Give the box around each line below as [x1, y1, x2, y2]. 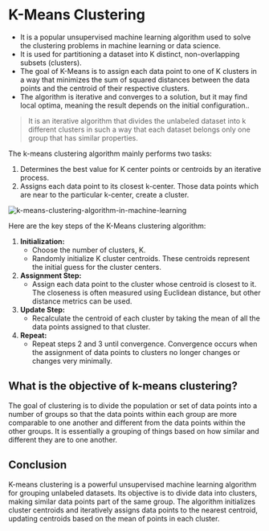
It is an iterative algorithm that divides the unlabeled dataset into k [27, 116, 247, 125]
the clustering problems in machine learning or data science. [19, 40, 221, 50]
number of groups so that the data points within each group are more [8, 409, 238, 419]
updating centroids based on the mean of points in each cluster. [8, 513, 220, 523]
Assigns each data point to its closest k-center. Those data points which [19, 181, 259, 190]
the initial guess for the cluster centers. [31, 262, 162, 272]
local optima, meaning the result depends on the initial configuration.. [19, 100, 251, 110]
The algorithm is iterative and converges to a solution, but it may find [19, 92, 247, 101]
